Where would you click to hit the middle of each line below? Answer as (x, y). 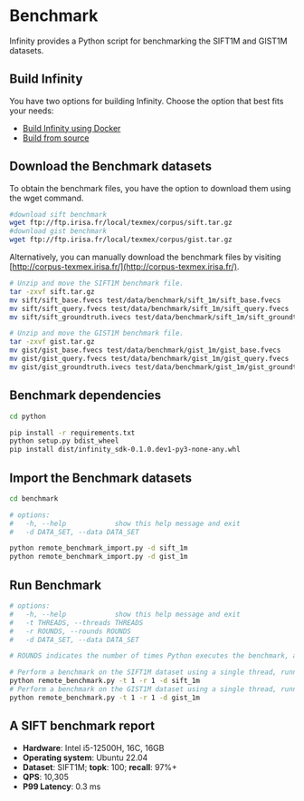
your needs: (32, 111)
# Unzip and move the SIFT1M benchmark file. (96, 283)
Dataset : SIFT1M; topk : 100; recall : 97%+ (100, 767)
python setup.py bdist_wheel (64, 441)
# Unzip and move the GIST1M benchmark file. (96, 333)
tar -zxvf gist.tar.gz (52, 342)
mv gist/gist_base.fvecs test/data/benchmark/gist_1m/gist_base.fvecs (145, 350)
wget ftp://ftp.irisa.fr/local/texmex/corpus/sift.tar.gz (121, 223)
